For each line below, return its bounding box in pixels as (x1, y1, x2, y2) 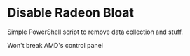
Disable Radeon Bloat (7, 5, 135, 21)
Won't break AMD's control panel (7, 41, 104, 49)
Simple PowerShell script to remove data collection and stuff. (7, 28, 184, 36)
